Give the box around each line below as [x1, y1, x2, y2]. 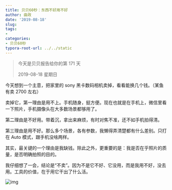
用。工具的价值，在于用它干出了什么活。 [5, 168, 91, 175]
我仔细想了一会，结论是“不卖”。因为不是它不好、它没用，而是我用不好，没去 [5, 162, 166, 168]
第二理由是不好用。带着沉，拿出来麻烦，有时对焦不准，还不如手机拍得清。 [5, 116, 162, 123]
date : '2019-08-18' [5, 17, 47, 22]
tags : [5, 27, 17, 32]
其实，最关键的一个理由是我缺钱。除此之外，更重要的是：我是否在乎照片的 [5, 144, 162, 151]
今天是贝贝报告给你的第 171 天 [17, 60, 81, 67]
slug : [5, 22, 17, 27]
